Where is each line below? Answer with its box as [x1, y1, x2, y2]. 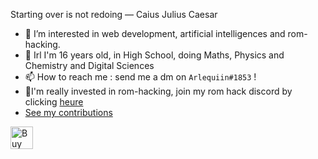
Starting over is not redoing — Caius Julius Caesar [10, 9, 218, 20]
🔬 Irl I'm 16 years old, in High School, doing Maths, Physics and [24, 49, 285, 61]
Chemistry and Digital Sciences [24, 60, 155, 71]
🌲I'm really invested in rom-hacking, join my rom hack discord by [24, 85, 293, 97]
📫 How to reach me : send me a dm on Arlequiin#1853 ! [24, 71, 257, 83]
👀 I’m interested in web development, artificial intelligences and [24, 28, 286, 39]
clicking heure [24, 96, 84, 108]
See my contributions [24, 107, 113, 118]
